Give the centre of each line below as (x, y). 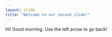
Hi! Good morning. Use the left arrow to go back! (56, 29)
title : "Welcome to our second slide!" (48, 15)
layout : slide (20, 10)
